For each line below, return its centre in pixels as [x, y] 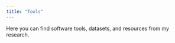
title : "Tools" [25, 11]
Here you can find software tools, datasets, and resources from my [88, 28]
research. [18, 34]
